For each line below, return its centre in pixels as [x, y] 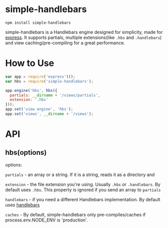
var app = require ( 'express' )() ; [40, 77]
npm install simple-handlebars [38, 23]
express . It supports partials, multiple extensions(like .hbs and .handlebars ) [83, 37]
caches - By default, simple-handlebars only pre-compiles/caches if [75, 214]
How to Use [30, 63]
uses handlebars [22, 205]
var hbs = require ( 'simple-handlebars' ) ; [49, 81]
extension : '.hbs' [29, 100]
